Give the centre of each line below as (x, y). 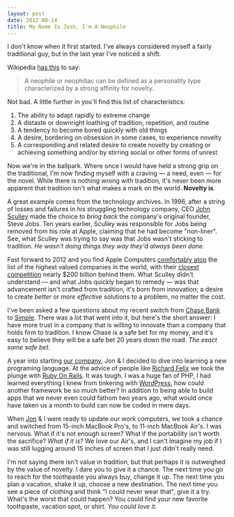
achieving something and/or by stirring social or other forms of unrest (117, 152)
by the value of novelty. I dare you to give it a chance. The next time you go (115, 470)
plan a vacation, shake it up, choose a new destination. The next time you (112, 484)
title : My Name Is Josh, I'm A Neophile (67, 27)
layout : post (26, 14)
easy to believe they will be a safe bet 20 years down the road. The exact (112, 340)
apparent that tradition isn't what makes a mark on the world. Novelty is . (111, 188)
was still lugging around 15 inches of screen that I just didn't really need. (111, 449)
